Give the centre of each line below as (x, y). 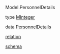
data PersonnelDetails (28, 27)
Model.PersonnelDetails (30, 7)
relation (13, 37)
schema (13, 46)
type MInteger (20, 17)
